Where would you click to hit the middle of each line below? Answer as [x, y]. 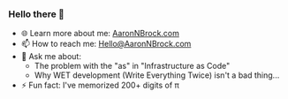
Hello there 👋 [37, 14]
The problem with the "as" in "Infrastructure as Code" [132, 66]
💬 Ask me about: [51, 57]
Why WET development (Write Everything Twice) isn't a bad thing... [157, 75]
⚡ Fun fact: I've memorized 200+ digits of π [100, 85]
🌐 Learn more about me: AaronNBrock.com [100, 34]
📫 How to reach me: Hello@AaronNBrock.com [106, 44]
